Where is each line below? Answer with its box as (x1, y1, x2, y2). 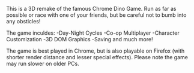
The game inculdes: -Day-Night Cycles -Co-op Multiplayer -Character (6, 29, 180, 36)
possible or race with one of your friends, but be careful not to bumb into (6, 11, 187, 19)
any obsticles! (6, 18, 41, 25)
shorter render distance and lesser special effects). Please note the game (6, 54, 188, 60)
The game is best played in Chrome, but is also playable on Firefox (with (6, 47, 185, 54)
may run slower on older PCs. (6, 60, 79, 67)
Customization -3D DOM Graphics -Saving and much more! (6, 36, 153, 42)
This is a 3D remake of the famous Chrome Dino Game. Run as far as (6, 5, 177, 12)
